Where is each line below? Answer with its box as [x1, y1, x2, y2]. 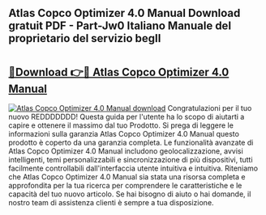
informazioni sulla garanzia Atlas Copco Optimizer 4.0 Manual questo [8, 129, 239, 138]
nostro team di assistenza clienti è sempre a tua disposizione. [8, 198, 214, 207]
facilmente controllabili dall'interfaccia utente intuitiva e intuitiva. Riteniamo [8, 163, 259, 173]
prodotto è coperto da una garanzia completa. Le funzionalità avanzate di [8, 137, 254, 147]
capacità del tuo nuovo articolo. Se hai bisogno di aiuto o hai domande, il [8, 189, 251, 199]
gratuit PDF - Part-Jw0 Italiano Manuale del [8, 19, 232, 33]
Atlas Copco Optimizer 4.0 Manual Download [8, 6, 241, 20]
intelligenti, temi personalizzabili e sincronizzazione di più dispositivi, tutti [8, 155, 253, 164]
